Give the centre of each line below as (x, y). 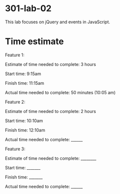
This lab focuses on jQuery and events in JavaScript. (58, 22)
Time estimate (34, 41)
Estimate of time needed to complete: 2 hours (51, 111)
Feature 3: (15, 149)
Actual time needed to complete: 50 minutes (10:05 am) (60, 92)
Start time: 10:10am (24, 121)
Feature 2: (15, 102)
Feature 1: (15, 55)
